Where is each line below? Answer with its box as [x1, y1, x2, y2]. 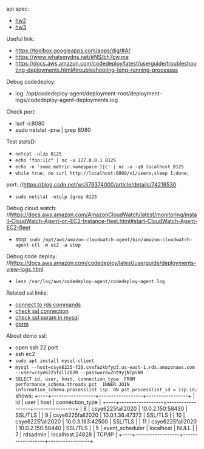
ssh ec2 [15, 351, 35, 357]
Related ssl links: [6, 289, 49, 296]
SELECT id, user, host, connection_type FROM [15, 376, 135, 382]
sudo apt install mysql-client [15, 358, 95, 364]
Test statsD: [6, 138, 36, 145]
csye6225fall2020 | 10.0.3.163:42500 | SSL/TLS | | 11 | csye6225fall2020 [15, 418, 197, 425]
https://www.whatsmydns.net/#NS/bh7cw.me [15, 53, 129, 60]
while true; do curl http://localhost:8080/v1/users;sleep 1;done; [15, 170, 189, 176]
